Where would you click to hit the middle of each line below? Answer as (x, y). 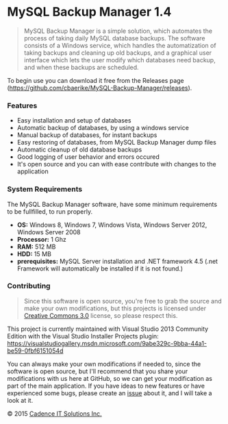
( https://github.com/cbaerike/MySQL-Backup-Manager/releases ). (100, 88)
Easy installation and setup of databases (74, 121)
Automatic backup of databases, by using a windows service (103, 128)
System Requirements (45, 189)
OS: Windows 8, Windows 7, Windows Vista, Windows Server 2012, (112, 225)
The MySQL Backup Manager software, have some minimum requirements (112, 204)
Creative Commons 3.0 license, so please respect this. (101, 315)
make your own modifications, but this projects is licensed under (115, 308)
